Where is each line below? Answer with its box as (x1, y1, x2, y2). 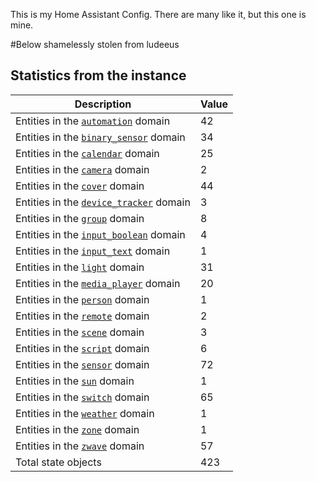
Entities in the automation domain (15, 114, 171, 128)
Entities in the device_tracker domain (15, 195, 191, 209)
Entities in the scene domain (15, 325, 145, 339)
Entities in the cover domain (15, 179, 145, 193)
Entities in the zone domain (15, 422, 140, 436)
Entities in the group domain (15, 211, 145, 225)
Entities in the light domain (15, 260, 145, 274)
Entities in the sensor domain (15, 357, 150, 371)
